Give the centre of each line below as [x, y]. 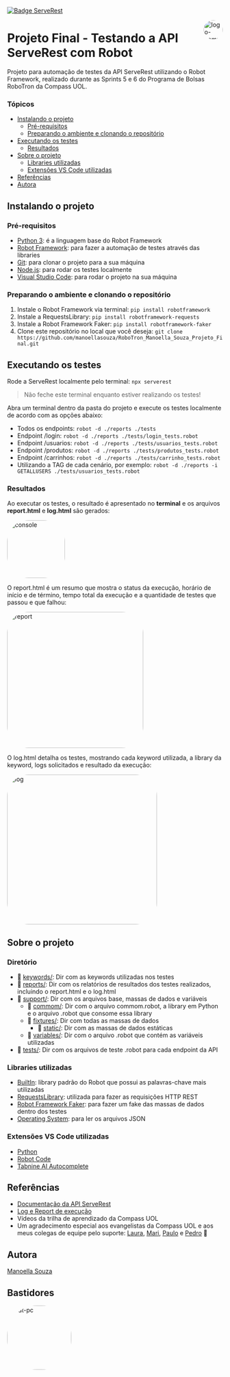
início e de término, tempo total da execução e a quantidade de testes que [112, 595]
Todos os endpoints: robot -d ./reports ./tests [86, 429]
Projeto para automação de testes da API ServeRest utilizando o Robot [106, 71]
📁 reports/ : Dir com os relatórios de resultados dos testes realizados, [114, 984]
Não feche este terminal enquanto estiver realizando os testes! [112, 395]
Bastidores [31, 1292]
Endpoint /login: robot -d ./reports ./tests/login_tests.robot [107, 436]
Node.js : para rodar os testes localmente [74, 269]
